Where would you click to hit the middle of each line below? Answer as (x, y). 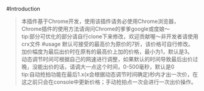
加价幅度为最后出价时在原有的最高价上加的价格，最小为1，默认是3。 (107, 52)
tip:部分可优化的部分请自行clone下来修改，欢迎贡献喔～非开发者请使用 (110, 36)
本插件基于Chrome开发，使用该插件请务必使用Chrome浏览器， (100, 21)
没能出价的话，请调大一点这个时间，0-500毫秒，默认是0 (103, 67)
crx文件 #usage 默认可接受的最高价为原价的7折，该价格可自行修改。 (107, 44)
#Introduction (24, 9)
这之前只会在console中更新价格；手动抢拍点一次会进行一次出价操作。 (109, 82)
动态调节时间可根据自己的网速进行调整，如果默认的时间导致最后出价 (107, 59)
